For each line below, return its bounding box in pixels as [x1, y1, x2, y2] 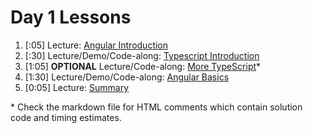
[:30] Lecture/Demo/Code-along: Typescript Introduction [24, 49, 260, 61]
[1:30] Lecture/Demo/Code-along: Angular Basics [24, 71, 230, 83]
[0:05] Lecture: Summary [24, 81, 130, 93]
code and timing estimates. [10, 111, 122, 123]
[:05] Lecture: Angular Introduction [24, 39, 169, 51]
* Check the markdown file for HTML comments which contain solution [10, 101, 303, 113]
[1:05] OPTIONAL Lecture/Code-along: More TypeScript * [24, 60, 262, 72]
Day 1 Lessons [10, 6, 132, 29]
